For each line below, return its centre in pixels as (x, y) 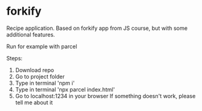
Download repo (35, 70)
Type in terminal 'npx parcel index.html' (65, 89)
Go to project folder (40, 76)
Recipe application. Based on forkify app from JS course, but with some (97, 28)
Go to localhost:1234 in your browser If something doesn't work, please (105, 96)
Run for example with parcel (42, 46)
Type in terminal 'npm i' (45, 83)
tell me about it (34, 102)
